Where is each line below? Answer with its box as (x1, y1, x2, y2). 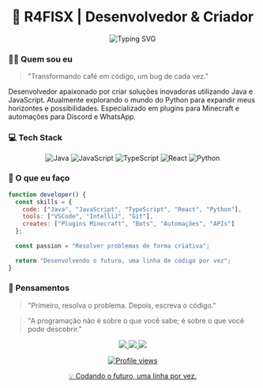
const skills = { (15, 198, 73, 206)
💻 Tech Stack (8, 132, 63, 144)
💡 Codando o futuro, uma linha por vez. (68, 371, 197, 380)
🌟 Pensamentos (8, 282, 70, 293)
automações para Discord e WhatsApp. (8, 112, 137, 121)
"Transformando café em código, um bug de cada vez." (27, 72, 209, 81)
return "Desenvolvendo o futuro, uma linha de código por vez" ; (15, 256, 231, 264)
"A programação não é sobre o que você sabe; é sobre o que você (27, 315, 245, 325)
